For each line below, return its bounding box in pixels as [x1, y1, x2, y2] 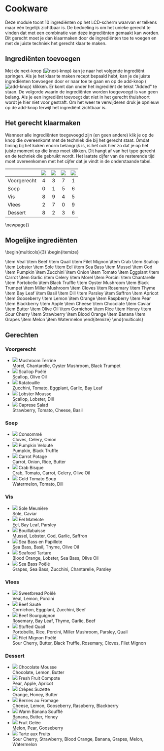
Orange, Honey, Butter [12, 692, 58, 698]
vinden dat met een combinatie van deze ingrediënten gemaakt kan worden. [5, 30, 160, 36]
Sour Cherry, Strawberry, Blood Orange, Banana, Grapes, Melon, [12, 736, 144, 742]
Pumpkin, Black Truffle [12, 448, 59, 454]
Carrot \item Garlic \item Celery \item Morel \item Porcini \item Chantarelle [5, 275, 156, 281]
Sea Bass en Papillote [18, 539, 63, 544]
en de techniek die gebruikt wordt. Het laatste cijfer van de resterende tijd [5, 153, 155, 159]
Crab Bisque [18, 465, 44, 471]
